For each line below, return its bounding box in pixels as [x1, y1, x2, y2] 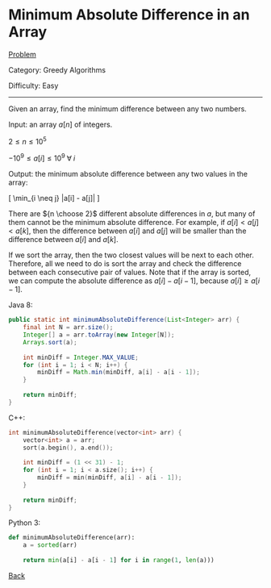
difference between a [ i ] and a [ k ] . [8, 235, 119, 244]
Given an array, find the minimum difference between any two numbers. [8, 103, 248, 114]
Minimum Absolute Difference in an [8, 6, 250, 24]
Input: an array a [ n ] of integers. [8, 119, 113, 129]
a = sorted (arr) [23, 541, 78, 549]
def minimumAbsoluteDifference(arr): [8, 534, 135, 542]
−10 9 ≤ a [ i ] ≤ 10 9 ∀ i [8, 152, 76, 163]
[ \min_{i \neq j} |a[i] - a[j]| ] [8, 194, 100, 203]
